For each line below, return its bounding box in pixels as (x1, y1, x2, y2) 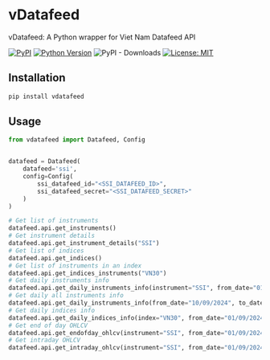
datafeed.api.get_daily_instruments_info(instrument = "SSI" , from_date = (8, 284, 253, 292)
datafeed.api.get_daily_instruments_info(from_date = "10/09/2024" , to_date (8, 299, 264, 307)
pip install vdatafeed (8, 92, 84, 100)
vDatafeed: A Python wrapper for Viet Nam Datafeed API (8, 32, 196, 42)
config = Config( (22, 173, 74, 181)
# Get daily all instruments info (8, 292, 125, 300)
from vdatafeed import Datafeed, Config (8, 136, 146, 144)
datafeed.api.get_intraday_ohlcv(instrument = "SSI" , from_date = (8, 344, 225, 352)
